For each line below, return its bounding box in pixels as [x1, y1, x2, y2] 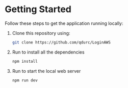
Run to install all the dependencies [12, 49, 85, 55]
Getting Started [5, 4, 72, 15]
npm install [12, 59, 38, 64]
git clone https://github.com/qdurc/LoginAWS [12, 39, 111, 45]
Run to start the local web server [12, 68, 81, 74]
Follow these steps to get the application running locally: [5, 20, 123, 26]
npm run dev [12, 77, 38, 83]
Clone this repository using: [12, 30, 70, 36]
